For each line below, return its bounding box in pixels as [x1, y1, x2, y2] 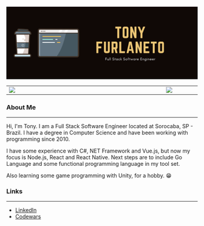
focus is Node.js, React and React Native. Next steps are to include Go [6, 154, 182, 161]
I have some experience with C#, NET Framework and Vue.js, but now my [6, 147, 191, 154]
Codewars [15, 213, 41, 221]
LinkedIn [15, 207, 37, 214]
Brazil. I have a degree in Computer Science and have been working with [6, 129, 188, 136]
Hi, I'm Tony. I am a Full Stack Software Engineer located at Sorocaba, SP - [6, 123, 193, 129]
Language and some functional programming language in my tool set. [6, 160, 180, 167]
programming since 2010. [6, 135, 70, 143]
